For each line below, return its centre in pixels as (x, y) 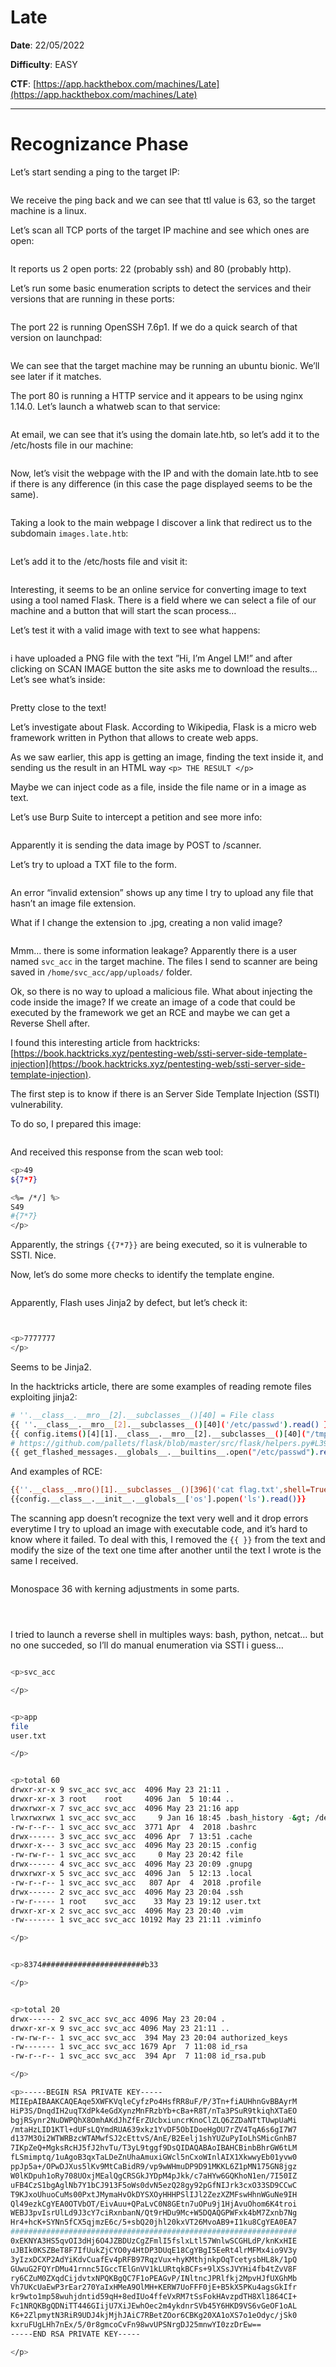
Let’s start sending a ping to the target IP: (95, 172)
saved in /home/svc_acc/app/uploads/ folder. (101, 972)
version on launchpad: (56, 337)
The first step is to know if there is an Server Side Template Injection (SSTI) (165, 1093)
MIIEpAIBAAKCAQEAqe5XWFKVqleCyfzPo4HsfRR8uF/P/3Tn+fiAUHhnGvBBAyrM (154, 2101)
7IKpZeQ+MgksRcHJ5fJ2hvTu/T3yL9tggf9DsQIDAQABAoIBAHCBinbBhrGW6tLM (154, 2148)
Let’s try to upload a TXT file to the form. (93, 864)
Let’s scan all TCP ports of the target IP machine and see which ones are (160, 230)
